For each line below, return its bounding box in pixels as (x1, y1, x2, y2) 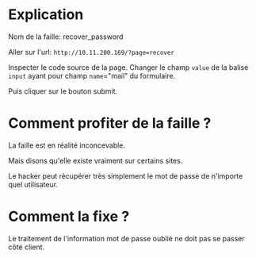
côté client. (8, 242, 45, 252)
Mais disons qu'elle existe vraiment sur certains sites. (8, 156, 183, 165)
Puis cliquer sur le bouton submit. (8, 86, 118, 96)
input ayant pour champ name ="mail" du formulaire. (8, 71, 176, 80)
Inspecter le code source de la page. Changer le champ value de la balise (8, 62, 249, 72)
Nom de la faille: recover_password (8, 32, 124, 41)
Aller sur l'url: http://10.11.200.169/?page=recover (8, 47, 174, 56)
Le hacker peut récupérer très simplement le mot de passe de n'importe (8, 171, 243, 180)
